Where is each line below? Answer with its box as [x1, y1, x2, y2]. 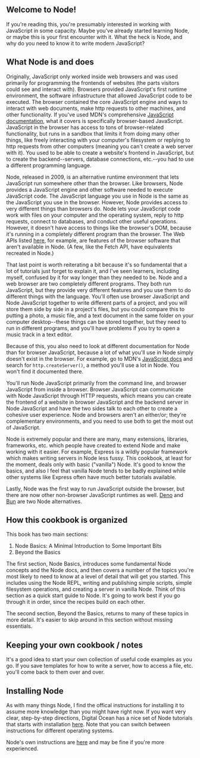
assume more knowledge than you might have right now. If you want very [6, 708, 186, 716]
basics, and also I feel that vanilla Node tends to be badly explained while [6, 467, 186, 474]
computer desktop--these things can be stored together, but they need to [6, 318, 187, 325]
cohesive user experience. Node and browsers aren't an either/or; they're [6, 411, 186, 418]
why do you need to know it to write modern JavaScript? [6, 39, 145, 47]
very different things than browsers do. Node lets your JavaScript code [6, 205, 180, 212]
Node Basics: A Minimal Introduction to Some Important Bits [14, 542, 162, 550]
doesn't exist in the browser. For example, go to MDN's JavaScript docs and [6, 355, 193, 362]
